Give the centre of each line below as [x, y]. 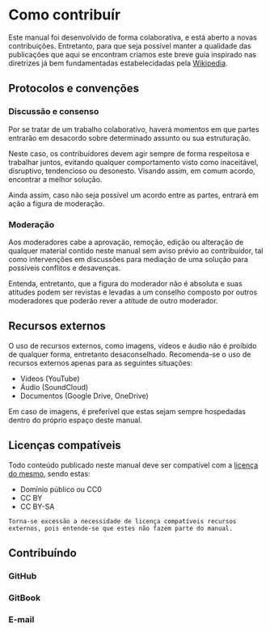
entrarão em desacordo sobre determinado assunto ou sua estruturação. [130, 138]
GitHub [23, 576]
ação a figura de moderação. [57, 203]
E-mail [21, 619]
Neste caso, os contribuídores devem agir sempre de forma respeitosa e [129, 153]
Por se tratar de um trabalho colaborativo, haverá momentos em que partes [134, 129]
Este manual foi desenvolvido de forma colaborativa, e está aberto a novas [133, 37]
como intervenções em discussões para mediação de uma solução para [129, 259]
